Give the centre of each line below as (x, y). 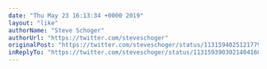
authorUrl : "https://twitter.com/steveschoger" (89, 38)
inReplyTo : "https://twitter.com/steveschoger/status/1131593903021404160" (136, 52)
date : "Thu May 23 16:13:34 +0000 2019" (76, 15)
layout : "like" (33, 23)
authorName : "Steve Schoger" (56, 30)
